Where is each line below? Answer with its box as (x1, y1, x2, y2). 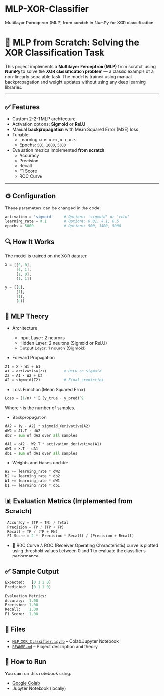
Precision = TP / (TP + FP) (7, 525, 64, 530)
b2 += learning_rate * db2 (5, 474, 60, 479)
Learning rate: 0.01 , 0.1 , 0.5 (19, 137, 76, 142)
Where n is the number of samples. (5, 405, 76, 411)
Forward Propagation (12, 354, 55, 360)
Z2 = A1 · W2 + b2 (5, 373, 42, 378)
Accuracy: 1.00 (5, 598, 38, 603)
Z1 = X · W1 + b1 (5, 364, 41, 369)
